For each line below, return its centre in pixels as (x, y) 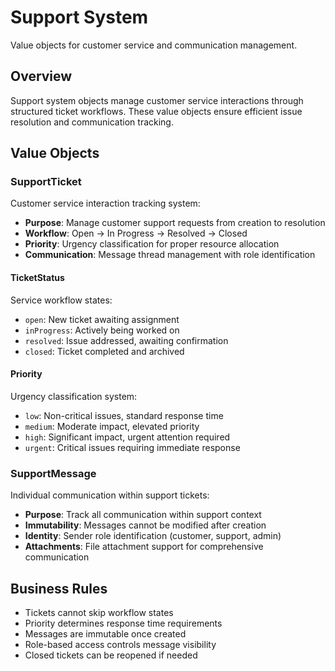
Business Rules (59, 588)
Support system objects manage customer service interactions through (157, 100)
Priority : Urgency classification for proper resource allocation (152, 244)
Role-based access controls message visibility (120, 644)
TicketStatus (37, 278)
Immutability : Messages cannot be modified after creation (145, 525)
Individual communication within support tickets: (110, 495)
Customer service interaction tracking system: (105, 203)
